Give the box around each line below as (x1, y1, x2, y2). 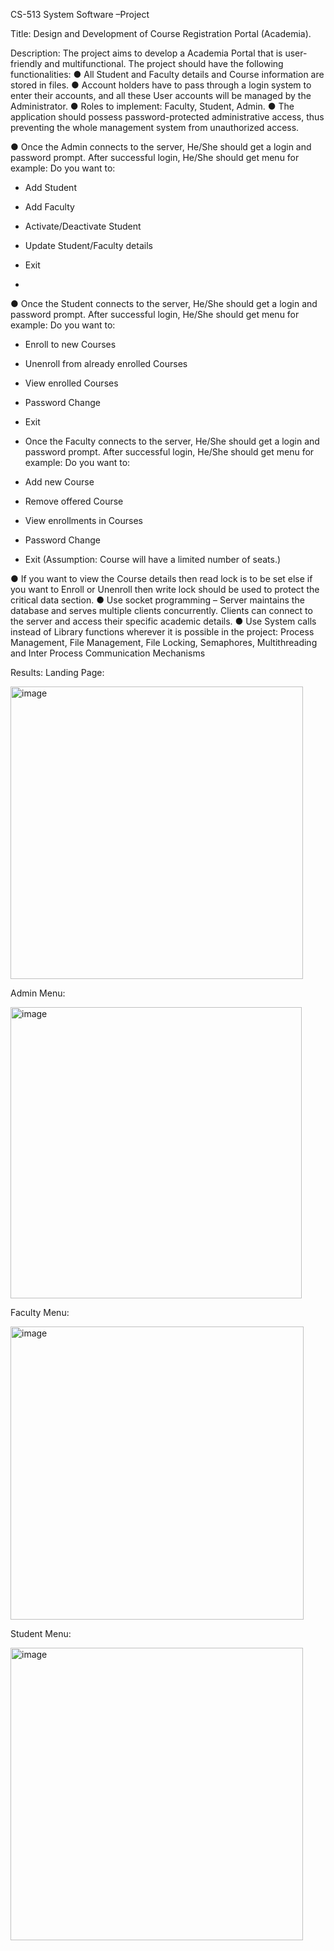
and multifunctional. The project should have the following (44, 58, 284, 69)
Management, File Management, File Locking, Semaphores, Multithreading (10, 637, 318, 648)
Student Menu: (10, 1628, 72, 1639)
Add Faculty (24, 201, 75, 213)
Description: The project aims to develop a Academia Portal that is (10, 47, 283, 59)
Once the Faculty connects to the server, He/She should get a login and (24, 435, 320, 447)
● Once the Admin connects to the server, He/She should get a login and (10, 141, 312, 153)
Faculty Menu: (10, 1307, 70, 1318)
